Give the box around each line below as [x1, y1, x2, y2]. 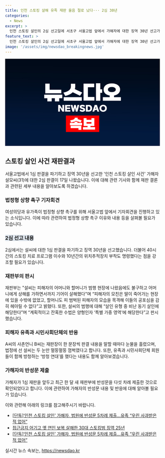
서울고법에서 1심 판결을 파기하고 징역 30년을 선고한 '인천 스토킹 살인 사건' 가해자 [5, 171, 159, 177]
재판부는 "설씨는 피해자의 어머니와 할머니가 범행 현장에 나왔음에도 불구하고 [5, 285, 148, 291]
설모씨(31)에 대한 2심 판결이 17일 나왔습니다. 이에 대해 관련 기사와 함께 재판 [5, 177, 149, 183]
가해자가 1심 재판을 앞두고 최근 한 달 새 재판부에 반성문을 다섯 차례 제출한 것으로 [5, 379, 157, 385]
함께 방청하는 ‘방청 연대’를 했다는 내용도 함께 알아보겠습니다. [14, 354, 129, 360]
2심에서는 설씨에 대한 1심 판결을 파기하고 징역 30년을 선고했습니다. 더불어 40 [5, 247, 153, 253]
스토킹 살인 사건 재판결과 [5, 157, 75, 165]
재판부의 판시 [5, 272, 34, 279]
